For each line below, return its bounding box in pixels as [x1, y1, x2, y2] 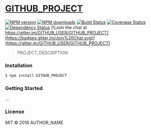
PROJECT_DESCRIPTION [17, 50, 68, 56]
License [5, 108, 25, 115]
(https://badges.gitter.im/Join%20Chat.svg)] [5, 35, 95, 41]
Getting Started [5, 85, 43, 92]
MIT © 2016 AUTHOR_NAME [5, 119, 63, 126]
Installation [5, 62, 33, 69]
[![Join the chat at [51, 24, 87, 30]
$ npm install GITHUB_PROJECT [5, 73, 67, 78]
